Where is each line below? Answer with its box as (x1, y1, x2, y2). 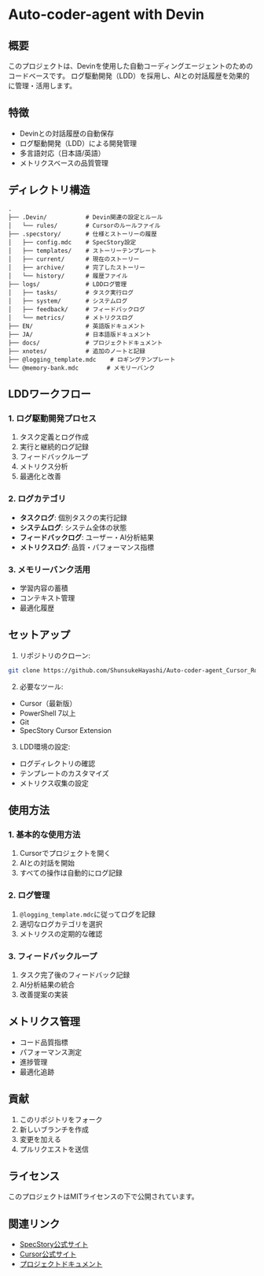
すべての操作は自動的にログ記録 (19, 869, 123, 878)
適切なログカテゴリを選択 (19, 919, 103, 928)
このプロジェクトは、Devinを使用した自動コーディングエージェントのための (8, 61, 254, 70)
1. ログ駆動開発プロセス (8, 412, 97, 423)
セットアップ (8, 628, 71, 642)
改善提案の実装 (19, 989, 68, 999)
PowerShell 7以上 (19, 708, 76, 718)
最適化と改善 (19, 471, 61, 482)
